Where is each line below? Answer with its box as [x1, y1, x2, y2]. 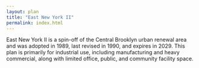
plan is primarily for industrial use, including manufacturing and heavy [6, 49, 180, 56]
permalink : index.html [6, 20, 63, 26]
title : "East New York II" [6, 14, 74, 20]
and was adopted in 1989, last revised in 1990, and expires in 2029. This [6, 42, 185, 50]
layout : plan [6, 8, 39, 15]
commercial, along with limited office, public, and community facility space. [6, 55, 194, 63]
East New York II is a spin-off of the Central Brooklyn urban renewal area [6, 36, 187, 44]
